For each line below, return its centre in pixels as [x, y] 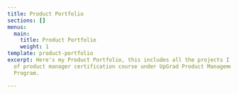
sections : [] [27, 20]
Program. [27, 73]
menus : [17, 27]
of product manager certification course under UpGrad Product [109, 66]
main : [22, 34]
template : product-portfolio [50, 54]
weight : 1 [35, 47]
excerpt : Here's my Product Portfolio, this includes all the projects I [119, 60]
